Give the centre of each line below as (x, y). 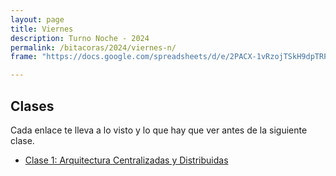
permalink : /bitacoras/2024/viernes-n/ (93, 47)
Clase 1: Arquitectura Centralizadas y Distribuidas (126, 160)
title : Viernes (42, 29)
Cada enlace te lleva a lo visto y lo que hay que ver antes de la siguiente (159, 130)
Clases (32, 106)
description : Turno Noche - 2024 (80, 38)
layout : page (37, 19)
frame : (24, 57)
